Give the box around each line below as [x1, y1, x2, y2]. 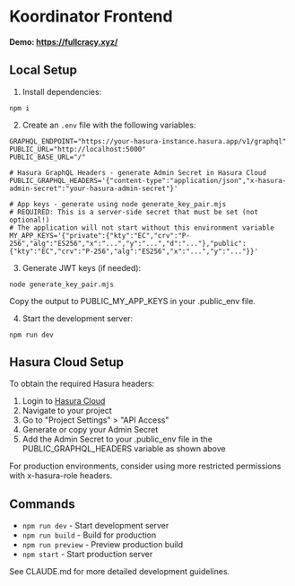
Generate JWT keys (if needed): [22, 262, 142, 273]
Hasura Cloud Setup [9, 354, 124, 370]
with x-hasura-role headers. [9, 470, 113, 481]
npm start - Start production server [22, 549, 153, 560]
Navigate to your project [22, 406, 112, 416]
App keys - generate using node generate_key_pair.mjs [17, 199, 227, 208]
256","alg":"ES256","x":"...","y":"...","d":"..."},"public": [9, 239, 247, 248]
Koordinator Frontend [9, 6, 173, 27]
